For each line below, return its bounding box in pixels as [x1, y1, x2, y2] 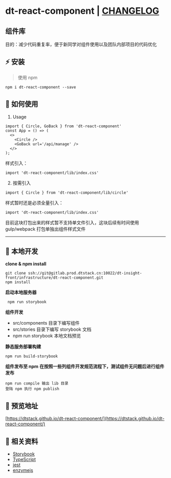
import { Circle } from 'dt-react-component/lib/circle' [5, 190, 129, 195]
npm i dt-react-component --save [5, 84, 76, 89]
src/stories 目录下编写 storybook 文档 [12, 326, 92, 332]
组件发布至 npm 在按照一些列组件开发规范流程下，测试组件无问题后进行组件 [5, 363, 164, 370]
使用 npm [17, 74, 38, 80]
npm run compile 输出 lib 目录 [5, 381, 69, 386]
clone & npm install [5, 261, 47, 267]
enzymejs [12, 467, 34, 473]
